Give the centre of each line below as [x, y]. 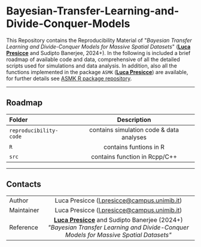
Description [134, 120]
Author [19, 200]
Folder [19, 120]
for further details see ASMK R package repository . [69, 78]
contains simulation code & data [134, 130]
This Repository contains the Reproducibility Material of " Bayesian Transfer [99, 40]
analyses [134, 137]
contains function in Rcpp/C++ [134, 157]
